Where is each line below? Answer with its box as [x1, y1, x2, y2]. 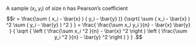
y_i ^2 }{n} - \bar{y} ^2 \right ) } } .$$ [54, 33, 143, 40]
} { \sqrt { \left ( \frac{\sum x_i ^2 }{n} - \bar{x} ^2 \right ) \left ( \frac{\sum [9, 27, 188, 34]
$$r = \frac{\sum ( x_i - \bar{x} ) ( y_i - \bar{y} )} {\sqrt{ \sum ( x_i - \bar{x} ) [6, 15, 190, 22]
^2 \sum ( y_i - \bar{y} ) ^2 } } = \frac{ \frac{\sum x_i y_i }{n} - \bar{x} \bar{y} [6, 21, 191, 28]
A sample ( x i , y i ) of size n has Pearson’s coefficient [6, 5, 128, 13]
